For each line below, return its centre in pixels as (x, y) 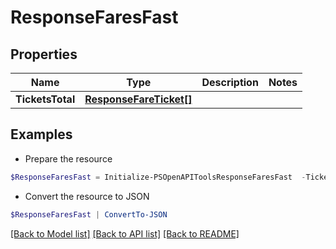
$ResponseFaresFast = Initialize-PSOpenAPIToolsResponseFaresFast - (158, 177)
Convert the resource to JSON (87, 196)
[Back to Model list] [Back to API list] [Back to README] (125, 233)
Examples (41, 134)
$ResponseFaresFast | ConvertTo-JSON (89, 214)
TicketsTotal (45, 99)
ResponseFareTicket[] (138, 99)
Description (230, 82)
